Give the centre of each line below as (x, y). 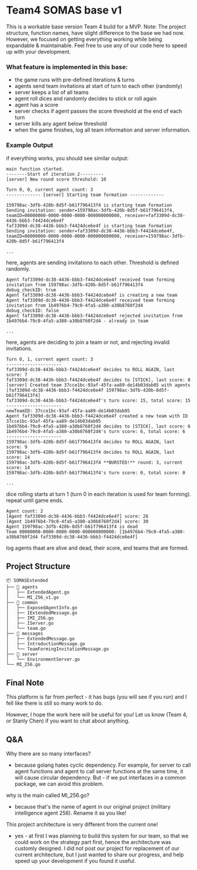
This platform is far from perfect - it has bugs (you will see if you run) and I (96, 697)
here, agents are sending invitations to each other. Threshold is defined (93, 262)
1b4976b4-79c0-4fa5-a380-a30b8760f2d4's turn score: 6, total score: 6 (96, 431)
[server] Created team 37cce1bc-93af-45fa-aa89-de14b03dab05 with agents (98, 385)
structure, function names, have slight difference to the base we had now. (95, 32)
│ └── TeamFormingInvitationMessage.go (58, 649)
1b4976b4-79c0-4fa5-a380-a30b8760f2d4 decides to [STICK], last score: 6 (98, 426)
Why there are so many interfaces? (49, 753)
